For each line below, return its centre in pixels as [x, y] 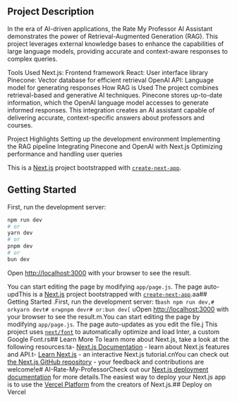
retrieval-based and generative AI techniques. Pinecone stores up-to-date [115, 95]
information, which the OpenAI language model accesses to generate [108, 103]
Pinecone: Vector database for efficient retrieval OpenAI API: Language [111, 80]
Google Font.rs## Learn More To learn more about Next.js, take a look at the [118, 339]
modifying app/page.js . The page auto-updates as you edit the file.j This [113, 324]
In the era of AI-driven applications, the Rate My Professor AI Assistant [110, 28]
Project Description [51, 12]
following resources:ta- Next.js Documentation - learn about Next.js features [119, 347]
